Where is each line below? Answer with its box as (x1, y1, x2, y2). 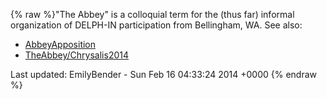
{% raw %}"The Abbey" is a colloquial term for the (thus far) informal (10, 9, 295, 20)
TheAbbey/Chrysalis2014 (24, 49, 130, 61)
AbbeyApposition (24, 39, 97, 50)
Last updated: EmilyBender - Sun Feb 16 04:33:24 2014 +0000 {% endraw (10, 69, 318, 80)
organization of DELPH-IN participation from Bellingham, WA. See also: (10, 19, 303, 31)
